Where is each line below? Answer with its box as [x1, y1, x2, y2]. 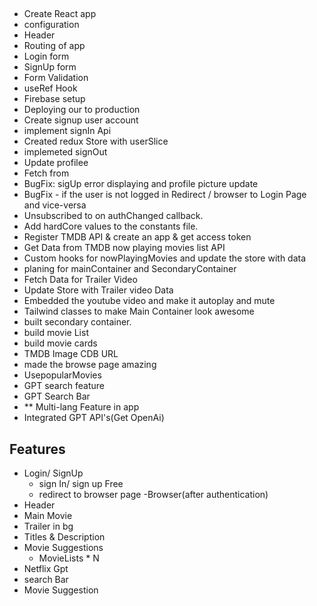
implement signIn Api [23, 125, 112, 137]
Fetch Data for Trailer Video [23, 274, 138, 286]
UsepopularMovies [23, 369, 102, 381]
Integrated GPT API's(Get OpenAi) [23, 412, 165, 424]
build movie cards [23, 337, 98, 349]
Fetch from [23, 167, 70, 179]
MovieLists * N [38, 552, 100, 564]
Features [9, 440, 66, 458]
